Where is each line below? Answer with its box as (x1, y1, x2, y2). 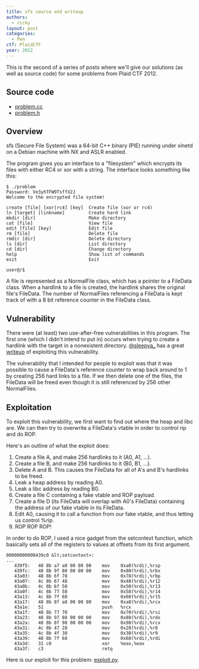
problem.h (14, 109, 40, 116)
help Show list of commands (6, 252, 145, 258)
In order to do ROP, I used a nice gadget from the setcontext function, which (6, 535, 193, 541)
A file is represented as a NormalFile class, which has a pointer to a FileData (6, 277, 192, 285)
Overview (6, 126, 43, 137)
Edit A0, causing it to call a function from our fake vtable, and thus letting (14, 511, 194, 517)
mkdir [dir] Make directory (6, 215, 127, 221)
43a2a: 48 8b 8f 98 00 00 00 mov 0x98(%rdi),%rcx (14, 620, 161, 626)
